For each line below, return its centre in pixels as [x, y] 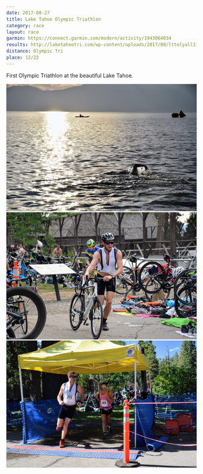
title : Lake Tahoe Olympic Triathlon [54, 19]
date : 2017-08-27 [28, 13]
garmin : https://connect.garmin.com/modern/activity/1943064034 [89, 38]
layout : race [23, 32]
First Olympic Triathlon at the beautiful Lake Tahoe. [70, 75]
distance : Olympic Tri [35, 51]
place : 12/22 [23, 58]
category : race [25, 25]
